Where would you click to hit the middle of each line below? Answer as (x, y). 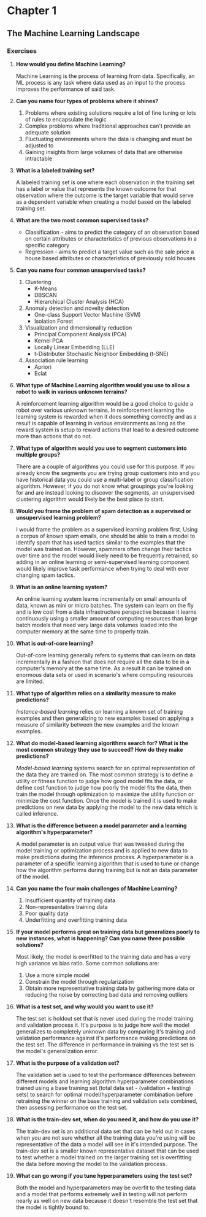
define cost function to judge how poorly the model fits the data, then (104, 787)
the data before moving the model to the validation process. (91, 1164)
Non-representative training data (66, 906)
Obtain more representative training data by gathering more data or (110, 988)
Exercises (22, 51)
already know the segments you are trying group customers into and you (108, 473)
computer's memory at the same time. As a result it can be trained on (103, 668)
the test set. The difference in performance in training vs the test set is (105, 1045)
